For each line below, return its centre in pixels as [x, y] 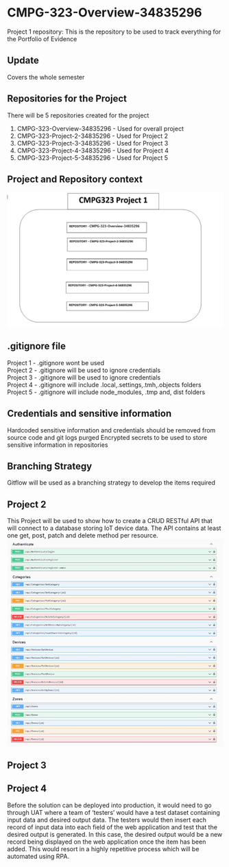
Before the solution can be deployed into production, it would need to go [110, 805]
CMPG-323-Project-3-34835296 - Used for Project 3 [93, 143]
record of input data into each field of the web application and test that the [112, 827]
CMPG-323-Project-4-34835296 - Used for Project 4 [93, 150]
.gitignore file [37, 346]
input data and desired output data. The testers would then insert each [107, 820]
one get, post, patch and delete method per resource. [83, 535]
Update [23, 61]
